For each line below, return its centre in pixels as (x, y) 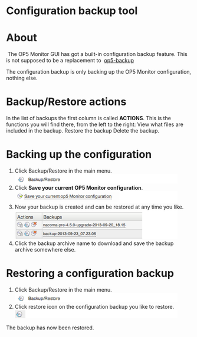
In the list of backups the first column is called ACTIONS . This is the (88, 118)
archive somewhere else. (45, 250)
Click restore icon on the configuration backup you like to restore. (94, 306)
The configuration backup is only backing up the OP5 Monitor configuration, (99, 72)
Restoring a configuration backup (90, 274)
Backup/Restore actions (66, 102)
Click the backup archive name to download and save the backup (94, 243)
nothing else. (22, 78)
